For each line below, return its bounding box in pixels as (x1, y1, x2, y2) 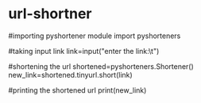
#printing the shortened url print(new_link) (8, 85, 147, 95)
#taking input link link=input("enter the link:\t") (8, 46, 160, 55)
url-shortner (8, 5, 92, 23)
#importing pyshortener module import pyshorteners (8, 31, 181, 40)
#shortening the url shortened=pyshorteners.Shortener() (8, 61, 195, 71)
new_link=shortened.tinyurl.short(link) (8, 70, 133, 79)
